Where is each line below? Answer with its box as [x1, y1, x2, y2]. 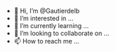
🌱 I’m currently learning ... [13, 22, 89, 30]
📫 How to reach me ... [13, 37, 79, 45]
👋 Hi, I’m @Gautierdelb [13, 7, 79, 15]
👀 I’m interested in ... [13, 14, 74, 22]
